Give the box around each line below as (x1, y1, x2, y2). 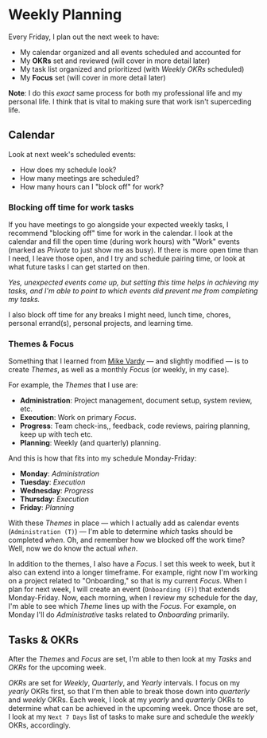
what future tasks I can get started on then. (8, 262, 150, 272)
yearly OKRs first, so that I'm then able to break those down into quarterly (8, 687, 250, 697)
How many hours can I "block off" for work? (19, 182, 164, 191)
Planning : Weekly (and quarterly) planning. (19, 438, 161, 448)
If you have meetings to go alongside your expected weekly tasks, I (8, 220, 229, 230)
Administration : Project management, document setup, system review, (19, 396, 253, 406)
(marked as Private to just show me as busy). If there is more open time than (8, 245, 258, 255)
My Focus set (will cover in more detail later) (19, 73, 166, 82)
